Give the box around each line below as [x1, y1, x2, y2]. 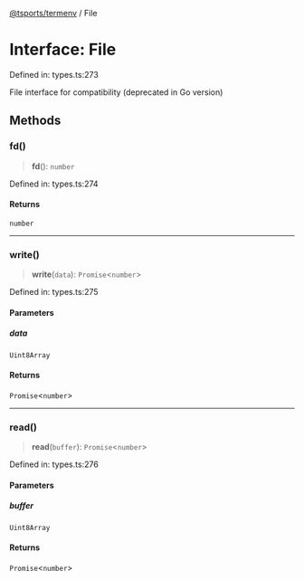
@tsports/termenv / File [9, 8, 98, 18]
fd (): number [31, 160, 75, 171]
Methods [9, 113, 62, 128]
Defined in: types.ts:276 [9, 459, 100, 470]
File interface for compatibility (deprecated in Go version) [9, 86, 223, 98]
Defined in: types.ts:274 [9, 178, 99, 189]
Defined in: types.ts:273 [9, 69, 100, 80]
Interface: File [9, 40, 117, 60]
